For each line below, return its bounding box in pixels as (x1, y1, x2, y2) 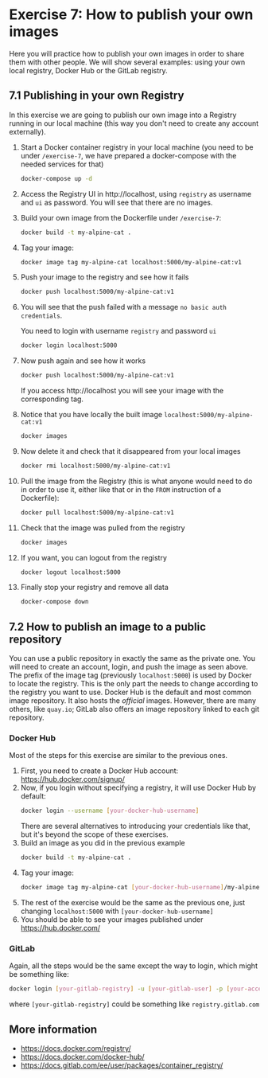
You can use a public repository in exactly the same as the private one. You (9, 654, 256, 663)
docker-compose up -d (20, 174, 92, 182)
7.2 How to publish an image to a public (9, 619, 206, 634)
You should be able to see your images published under (20, 914, 204, 924)
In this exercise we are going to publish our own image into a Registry (9, 110, 237, 119)
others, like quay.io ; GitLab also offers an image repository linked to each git (9, 705, 259, 714)
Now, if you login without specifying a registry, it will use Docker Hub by (20, 783, 257, 793)
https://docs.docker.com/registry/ (20, 1043, 132, 1053)
